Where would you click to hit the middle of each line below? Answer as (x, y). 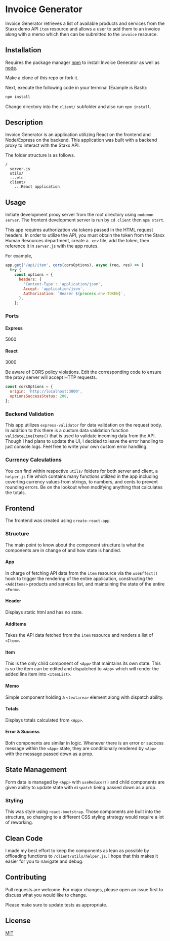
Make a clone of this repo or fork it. (42, 78)
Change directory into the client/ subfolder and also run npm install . (78, 106)
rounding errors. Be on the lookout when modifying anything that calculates (84, 487)
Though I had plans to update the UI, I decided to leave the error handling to (84, 441)
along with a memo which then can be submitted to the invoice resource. (82, 34)
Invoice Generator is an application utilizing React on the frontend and (78, 135)
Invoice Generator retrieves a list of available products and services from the (85, 23)
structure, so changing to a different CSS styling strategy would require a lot (85, 817)
